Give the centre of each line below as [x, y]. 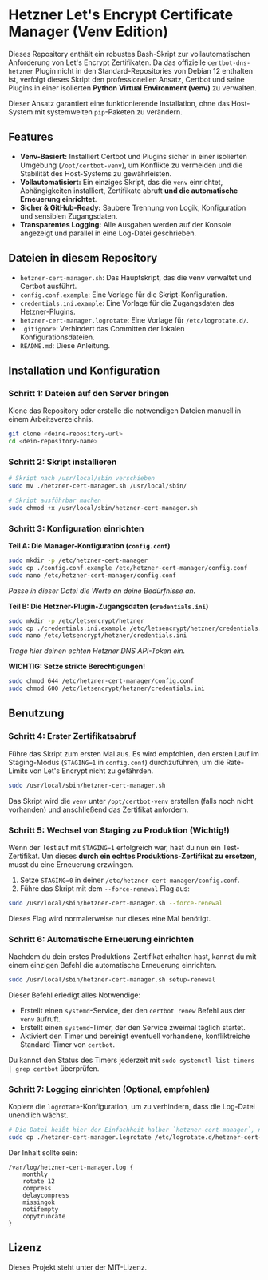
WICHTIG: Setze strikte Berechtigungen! [77, 667]
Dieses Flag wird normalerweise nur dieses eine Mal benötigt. [110, 918]
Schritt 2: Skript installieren [63, 462]
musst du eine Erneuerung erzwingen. [71, 864]
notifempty [41, 1210]
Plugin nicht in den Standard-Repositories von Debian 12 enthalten [144, 70]
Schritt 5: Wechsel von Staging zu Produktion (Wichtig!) [119, 830]
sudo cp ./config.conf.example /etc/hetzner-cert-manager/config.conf [128, 568]
